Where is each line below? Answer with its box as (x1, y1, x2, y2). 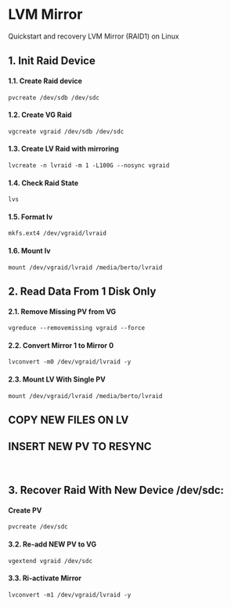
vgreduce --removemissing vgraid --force (8, 324, 146, 332)
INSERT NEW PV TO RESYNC (8, 440, 152, 453)
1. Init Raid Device (8, 54, 96, 68)
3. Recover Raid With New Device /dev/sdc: (8, 484, 225, 497)
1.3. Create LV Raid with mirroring (8, 144, 119, 154)
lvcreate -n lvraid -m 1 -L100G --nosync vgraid (8, 161, 170, 170)
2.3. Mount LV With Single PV (8, 375, 106, 384)
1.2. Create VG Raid (8, 110, 72, 119)
